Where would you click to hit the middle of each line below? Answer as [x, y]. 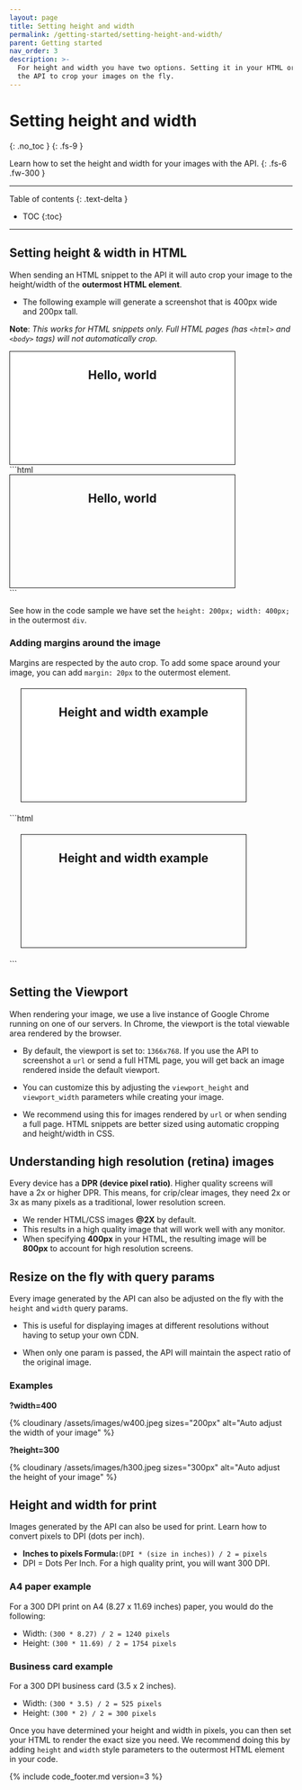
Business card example [62, 1666]
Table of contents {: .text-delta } [69, 198]
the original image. [57, 1362]
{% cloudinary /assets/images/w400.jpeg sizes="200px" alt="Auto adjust [146, 1422]
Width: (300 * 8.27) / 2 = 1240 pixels [96, 1633]
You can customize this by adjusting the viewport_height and [135, 1087]
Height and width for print [83, 1505]
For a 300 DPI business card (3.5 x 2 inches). [93, 1686]
